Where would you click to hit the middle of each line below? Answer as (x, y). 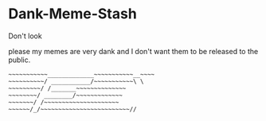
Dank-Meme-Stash (72, 14)
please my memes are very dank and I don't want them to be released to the (133, 51)
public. (20, 60)
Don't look (25, 36)
